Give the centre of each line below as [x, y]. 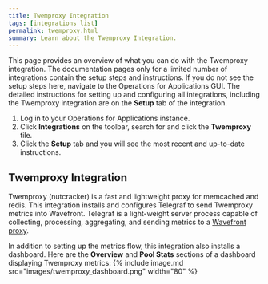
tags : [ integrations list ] [53, 23]
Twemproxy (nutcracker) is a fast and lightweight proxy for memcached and [134, 197]
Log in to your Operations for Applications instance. [105, 118]
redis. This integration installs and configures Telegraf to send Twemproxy [131, 205]
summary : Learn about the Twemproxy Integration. [93, 38]
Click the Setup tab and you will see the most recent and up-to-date [132, 144]
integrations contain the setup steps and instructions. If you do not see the [131, 77]
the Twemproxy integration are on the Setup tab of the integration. [118, 103]
